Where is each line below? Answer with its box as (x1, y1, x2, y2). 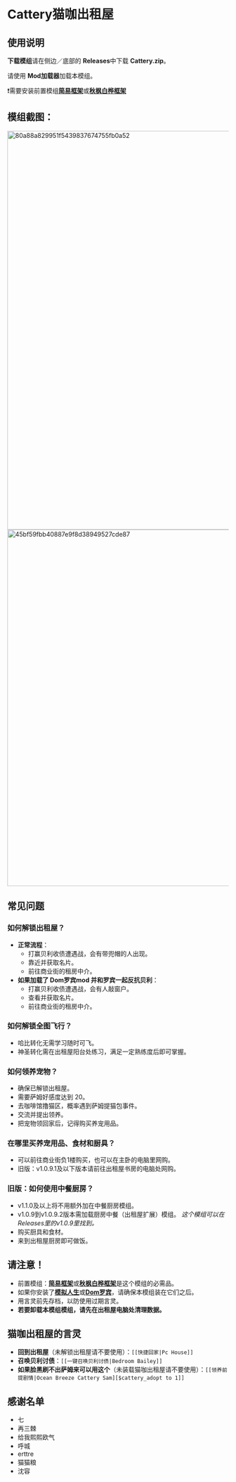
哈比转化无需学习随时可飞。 (17, 1038, 98, 1047)
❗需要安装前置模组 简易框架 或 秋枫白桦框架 (7, 87, 126, 95)
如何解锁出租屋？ (7, 923, 65, 933)
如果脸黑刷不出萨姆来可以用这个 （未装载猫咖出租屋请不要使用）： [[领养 (17, 1365, 223, 1374)
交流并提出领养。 (17, 1111, 67, 1119)
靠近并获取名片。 (27, 958, 78, 966)
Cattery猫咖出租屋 (7, 6, 114, 23)
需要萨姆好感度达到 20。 (17, 1093, 89, 1101)
